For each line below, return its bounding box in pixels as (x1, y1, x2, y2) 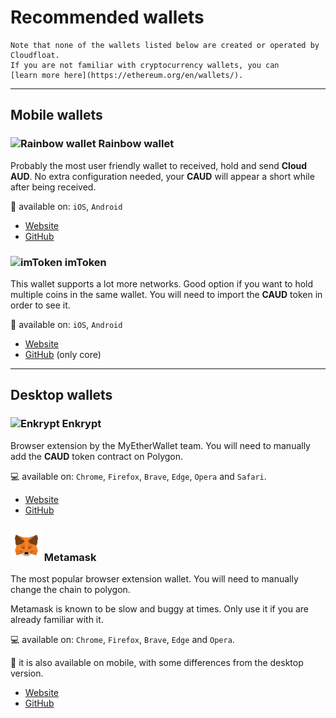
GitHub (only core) (24, 348, 102, 360)
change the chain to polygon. (10, 583, 131, 595)
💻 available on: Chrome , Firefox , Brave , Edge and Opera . (10, 633, 235, 645)
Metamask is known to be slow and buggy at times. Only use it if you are (10, 602, 309, 615)
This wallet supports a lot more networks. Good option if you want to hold (10, 277, 314, 290)
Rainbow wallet (98, 137, 175, 151)
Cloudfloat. (10, 50, 60, 60)
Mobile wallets (10, 107, 103, 124)
